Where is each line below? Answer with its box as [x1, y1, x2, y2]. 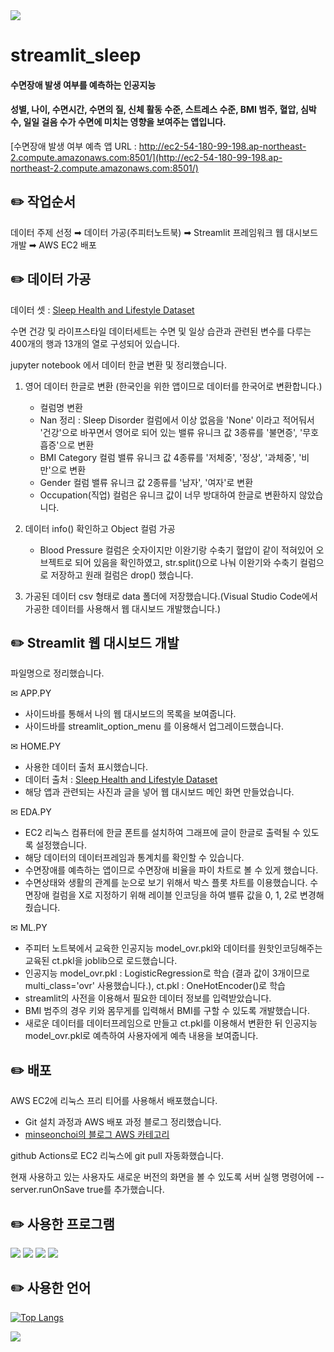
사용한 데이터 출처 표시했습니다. [24, 761, 148, 773]
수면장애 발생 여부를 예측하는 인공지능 [10, 79, 157, 91]
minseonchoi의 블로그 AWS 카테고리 [24, 1129, 170, 1141]
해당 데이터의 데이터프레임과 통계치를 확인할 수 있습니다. [24, 852, 245, 864]
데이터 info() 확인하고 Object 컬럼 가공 [24, 522, 176, 534]
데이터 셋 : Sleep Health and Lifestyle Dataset [10, 304, 195, 316]
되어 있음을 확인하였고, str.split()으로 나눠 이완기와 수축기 [74, 556, 298, 568]
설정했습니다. [35, 839, 87, 851]
